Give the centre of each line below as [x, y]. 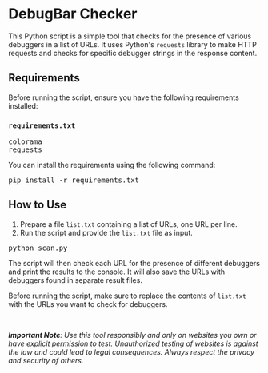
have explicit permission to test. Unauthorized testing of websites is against [133, 343]
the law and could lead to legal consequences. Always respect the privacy [131, 351]
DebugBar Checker [73, 14]
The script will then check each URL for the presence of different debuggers [134, 263]
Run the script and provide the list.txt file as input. [106, 232]
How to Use [38, 205]
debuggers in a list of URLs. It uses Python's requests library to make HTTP [133, 44]
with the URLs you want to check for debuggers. [88, 304]
